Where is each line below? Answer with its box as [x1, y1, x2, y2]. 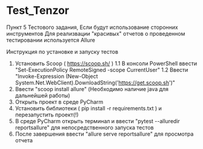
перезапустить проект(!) [15, 111, 79, 118]
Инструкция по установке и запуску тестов [6, 48, 119, 55]
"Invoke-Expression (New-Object [15, 72, 98, 80]
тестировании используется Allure [6, 36, 96, 43]
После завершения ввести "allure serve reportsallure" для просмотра [15, 130, 194, 138]
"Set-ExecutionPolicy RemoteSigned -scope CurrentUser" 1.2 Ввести [15, 66, 188, 73]
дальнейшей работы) [15, 92, 71, 99]
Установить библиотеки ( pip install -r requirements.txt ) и [15, 104, 162, 112]
